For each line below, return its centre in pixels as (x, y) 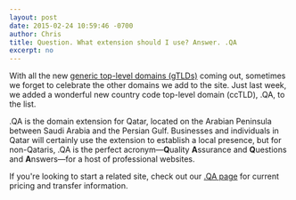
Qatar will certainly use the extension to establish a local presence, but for (145, 140)
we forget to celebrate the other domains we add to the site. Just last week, (148, 85)
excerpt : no (31, 51)
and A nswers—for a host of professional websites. (102, 159)
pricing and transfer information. (69, 186)
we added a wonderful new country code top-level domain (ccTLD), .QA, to (147, 95)
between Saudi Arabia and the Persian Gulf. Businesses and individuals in (144, 131)
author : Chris (36, 34)
